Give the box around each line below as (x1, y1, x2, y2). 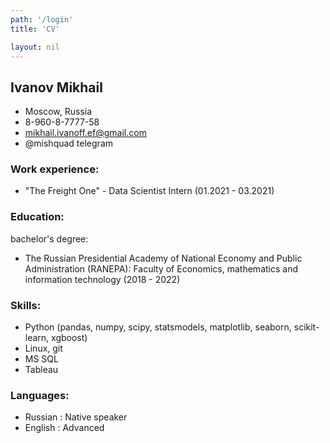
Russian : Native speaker (24, 411, 128, 423)
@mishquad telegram (24, 137, 114, 150)
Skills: (10, 298, 42, 312)
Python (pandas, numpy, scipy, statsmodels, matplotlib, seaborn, (24, 321, 292, 333)
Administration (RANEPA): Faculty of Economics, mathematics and (24, 262, 298, 275)
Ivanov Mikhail (10, 79, 103, 96)
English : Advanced (24, 422, 105, 434)
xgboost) (51, 332, 88, 344)
